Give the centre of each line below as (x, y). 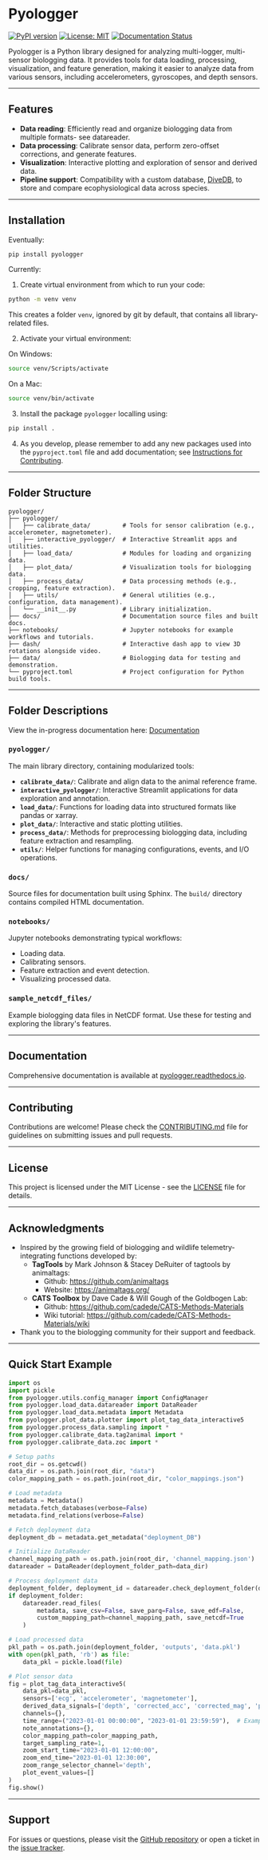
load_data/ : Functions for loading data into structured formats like (128, 807)
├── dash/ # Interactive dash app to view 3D (124, 644)
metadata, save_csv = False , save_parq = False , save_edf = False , (141, 1610)
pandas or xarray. (49, 815)
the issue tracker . (37, 1847)
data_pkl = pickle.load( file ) (73, 1662)
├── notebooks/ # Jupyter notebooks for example (121, 630)
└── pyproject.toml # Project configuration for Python (126, 672)
